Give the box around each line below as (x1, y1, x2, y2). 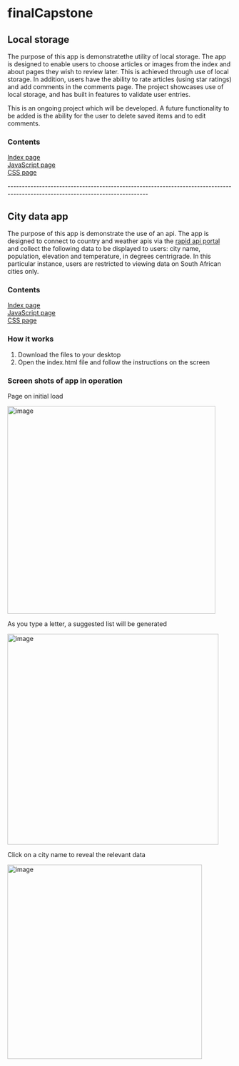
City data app (7, 210, 69, 222)
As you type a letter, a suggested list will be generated (7, 620, 168, 628)
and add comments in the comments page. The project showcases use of (7, 83, 224, 91)
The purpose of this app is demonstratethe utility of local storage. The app (7, 52, 227, 61)
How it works (7, 334, 54, 344)
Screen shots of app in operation (7, 376, 123, 386)
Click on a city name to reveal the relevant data (7, 851, 146, 859)
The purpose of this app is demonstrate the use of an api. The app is (7, 230, 209, 238)
